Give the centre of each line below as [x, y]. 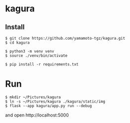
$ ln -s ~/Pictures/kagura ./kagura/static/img [55, 101]
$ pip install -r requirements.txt [42, 64]
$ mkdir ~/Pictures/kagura [33, 97]
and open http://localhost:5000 [37, 115]
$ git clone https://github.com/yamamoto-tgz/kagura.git [65, 38]
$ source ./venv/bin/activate [36, 56]
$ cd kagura [17, 43]
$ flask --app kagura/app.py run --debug [49, 106]
